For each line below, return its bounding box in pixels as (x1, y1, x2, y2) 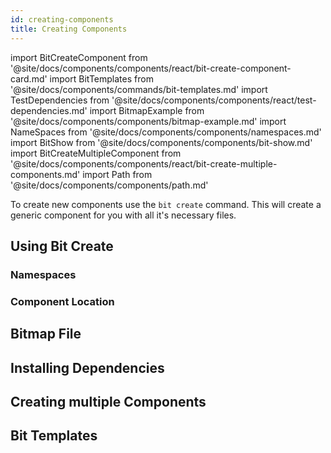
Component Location (10, 294, 115, 308)
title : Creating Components (10, 24, 128, 34)
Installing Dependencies (10, 359, 165, 376)
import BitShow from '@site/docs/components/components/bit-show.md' (10, 136, 313, 148)
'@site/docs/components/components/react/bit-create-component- (10, 62, 292, 74)
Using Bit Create (10, 237, 114, 255)
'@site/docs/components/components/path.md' (10, 179, 209, 191)
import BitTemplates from (49, 72, 154, 85)
